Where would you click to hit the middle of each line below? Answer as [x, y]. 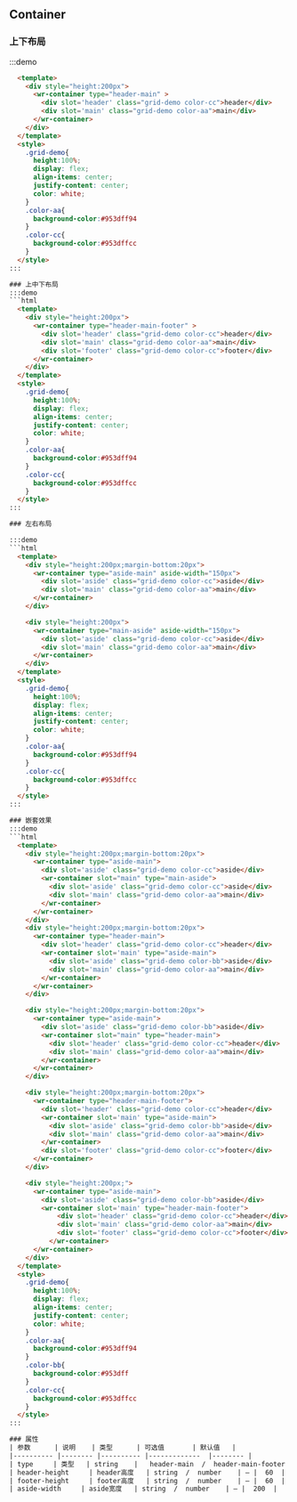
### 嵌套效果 [31, 821]
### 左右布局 [31, 524]
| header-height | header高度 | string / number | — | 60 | [148, 1473]
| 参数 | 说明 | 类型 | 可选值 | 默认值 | [123, 1448]
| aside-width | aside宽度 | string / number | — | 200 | [143, 1489]
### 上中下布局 [34, 284]
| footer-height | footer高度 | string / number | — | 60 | [148, 1481]
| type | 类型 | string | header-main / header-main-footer [148, 1464]
